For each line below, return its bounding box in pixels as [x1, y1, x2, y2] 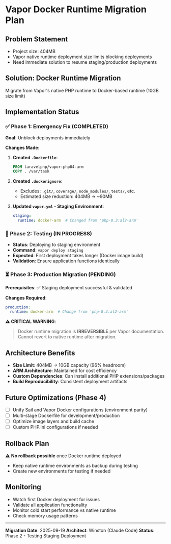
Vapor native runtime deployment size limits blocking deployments [12, 54, 152, 60]
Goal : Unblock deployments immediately [5, 134, 91, 141]
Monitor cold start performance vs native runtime [12, 507, 116, 513]
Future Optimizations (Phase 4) [5, 393, 107, 402]
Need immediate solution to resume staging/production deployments [12, 59, 157, 65]
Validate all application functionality [12, 502, 88, 508]
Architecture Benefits [5, 349, 75, 357]
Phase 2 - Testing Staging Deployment [5, 532, 87, 539]
